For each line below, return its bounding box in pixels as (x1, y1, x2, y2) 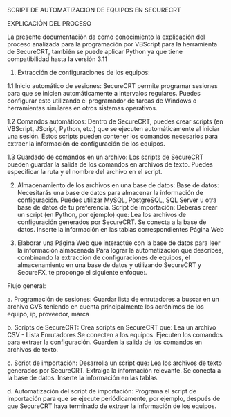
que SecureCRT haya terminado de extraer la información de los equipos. (7, 402, 216, 410)
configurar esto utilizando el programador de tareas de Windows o (7, 96, 197, 105)
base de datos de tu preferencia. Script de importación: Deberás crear (17, 203, 218, 211)
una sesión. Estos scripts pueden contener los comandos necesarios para (7, 132, 218, 140)
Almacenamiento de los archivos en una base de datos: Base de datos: (17, 181, 219, 189)
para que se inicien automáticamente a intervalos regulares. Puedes (7, 90, 201, 97)
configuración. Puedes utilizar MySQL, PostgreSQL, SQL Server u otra (17, 196, 217, 204)
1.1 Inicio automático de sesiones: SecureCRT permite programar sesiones (7, 82, 218, 90)
